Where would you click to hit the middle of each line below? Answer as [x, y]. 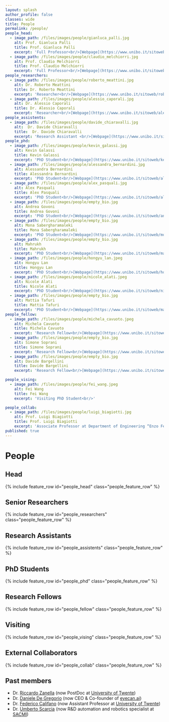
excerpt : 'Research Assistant [46, 137]
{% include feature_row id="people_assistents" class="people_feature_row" [84, 548]
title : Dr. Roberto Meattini [45, 89]
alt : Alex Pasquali [35, 188]
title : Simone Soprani [38, 347]
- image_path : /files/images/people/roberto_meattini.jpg [72, 80]
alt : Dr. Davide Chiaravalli [46, 127]
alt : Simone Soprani [36, 343]
